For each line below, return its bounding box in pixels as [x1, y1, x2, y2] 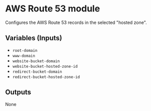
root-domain [12, 48, 37, 53]
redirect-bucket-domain [12, 69, 62, 74]
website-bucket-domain [12, 58, 60, 64]
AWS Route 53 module [5, 3, 100, 14]
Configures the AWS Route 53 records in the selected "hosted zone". [5, 19, 147, 25]
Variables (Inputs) [5, 34, 62, 42]
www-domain [12, 53, 35, 58]
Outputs [5, 88, 31, 97]
